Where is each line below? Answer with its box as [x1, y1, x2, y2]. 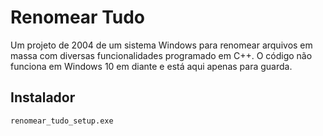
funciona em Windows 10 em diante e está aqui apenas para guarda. [10, 60, 293, 72]
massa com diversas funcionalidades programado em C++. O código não [10, 49, 313, 61]
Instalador [10, 89, 76, 106]
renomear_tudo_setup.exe [10, 116, 114, 126]
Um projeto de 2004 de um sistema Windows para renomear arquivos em [10, 39, 313, 51]
